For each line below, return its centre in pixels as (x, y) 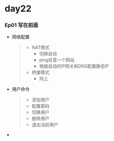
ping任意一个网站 (57, 60)
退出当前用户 (45, 125)
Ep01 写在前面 (21, 25)
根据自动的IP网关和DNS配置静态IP (74, 66)
